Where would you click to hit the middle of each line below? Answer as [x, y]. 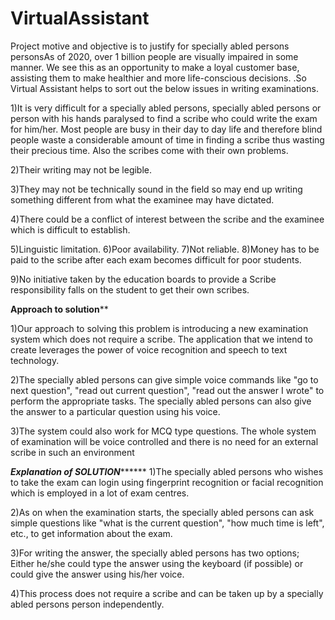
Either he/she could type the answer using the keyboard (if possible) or [157, 563]
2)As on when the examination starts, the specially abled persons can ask [162, 512]
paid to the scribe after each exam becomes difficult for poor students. [156, 259]
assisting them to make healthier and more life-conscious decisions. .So [158, 78]
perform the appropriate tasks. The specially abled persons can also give [161, 401]
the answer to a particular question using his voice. [115, 411]
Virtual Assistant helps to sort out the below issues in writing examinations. [164, 88]
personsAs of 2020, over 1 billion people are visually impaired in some [154, 56]
